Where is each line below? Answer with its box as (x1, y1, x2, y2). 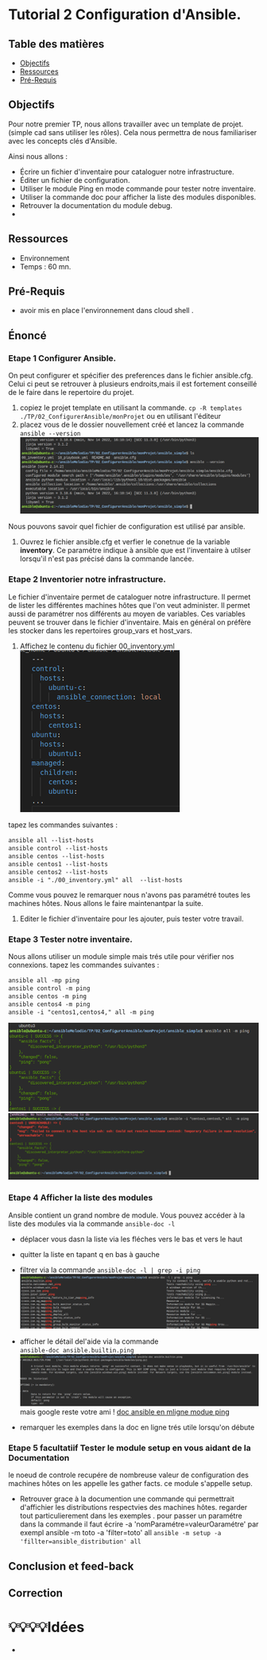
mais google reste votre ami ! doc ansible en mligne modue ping (19, 1407, 230, 1416)
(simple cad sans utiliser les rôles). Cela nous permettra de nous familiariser (8, 127, 257, 137)
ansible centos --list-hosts (8, 852, 105, 860)
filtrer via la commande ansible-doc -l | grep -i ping (19, 1265, 201, 1275)
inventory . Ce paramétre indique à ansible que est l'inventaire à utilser (19, 546, 252, 555)
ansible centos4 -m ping (8, 1000, 91, 1008)
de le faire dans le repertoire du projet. (8, 388, 134, 397)
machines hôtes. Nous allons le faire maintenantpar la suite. (8, 898, 204, 907)
